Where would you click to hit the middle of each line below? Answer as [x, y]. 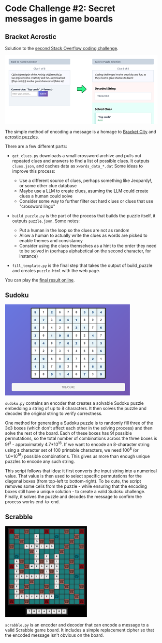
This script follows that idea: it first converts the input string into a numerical [81, 471]
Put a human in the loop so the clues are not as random [74, 231]
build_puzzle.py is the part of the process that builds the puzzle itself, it [84, 216]
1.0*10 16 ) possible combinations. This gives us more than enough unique [78, 456]
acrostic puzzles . [22, 137]
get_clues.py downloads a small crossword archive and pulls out [77, 156]
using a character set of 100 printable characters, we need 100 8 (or [72, 450]
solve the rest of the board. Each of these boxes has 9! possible [68, 433]
